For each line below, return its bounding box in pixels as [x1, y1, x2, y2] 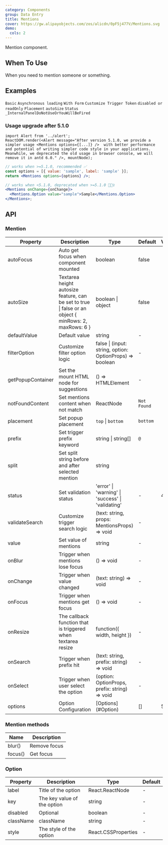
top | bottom [95, 417, 123, 425]
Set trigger [58, 429, 84, 436]
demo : [5, 26, 16, 31]
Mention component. [5, 45, 48, 50]
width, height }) [95, 631, 132, 638]
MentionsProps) [95, 522, 133, 529]
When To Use [5, 59, 48, 68]
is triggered [58, 625, 86, 632]
